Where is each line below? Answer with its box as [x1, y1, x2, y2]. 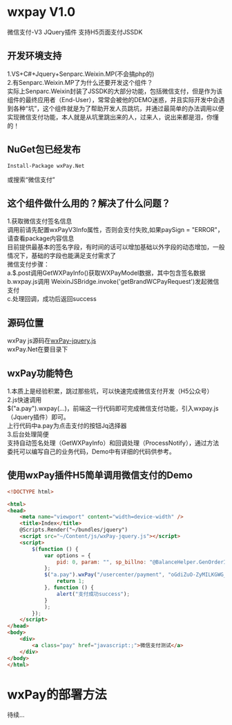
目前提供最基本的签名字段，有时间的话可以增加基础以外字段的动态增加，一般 [7, 243, 225, 251]
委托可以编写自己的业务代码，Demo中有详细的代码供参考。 [7, 447, 175, 456]
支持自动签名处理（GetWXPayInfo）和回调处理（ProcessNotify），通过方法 [7, 439, 220, 447]
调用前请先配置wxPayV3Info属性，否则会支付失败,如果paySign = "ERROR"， [7, 226, 224, 234]
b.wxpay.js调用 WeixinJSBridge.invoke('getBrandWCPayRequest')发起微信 [7, 278, 220, 286]
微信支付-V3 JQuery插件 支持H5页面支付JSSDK [7, 28, 143, 36]
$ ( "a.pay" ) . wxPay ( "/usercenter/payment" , [43, 571, 166, 579]
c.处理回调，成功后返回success [7, 295, 97, 303]
